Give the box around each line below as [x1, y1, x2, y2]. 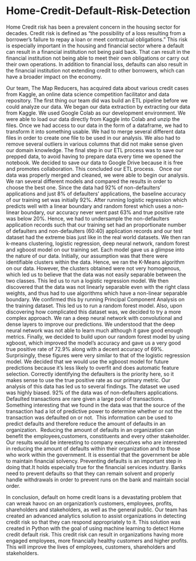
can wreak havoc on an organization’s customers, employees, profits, [6, 500, 174, 507]
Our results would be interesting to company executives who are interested [6, 439, 187, 446]
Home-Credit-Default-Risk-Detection [6, 4, 191, 18]
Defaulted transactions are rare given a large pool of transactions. [6, 395, 165, 402]
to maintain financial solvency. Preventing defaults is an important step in [6, 457, 183, 464]
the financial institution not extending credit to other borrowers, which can [6, 67, 185, 74]
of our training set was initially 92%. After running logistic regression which [6, 196, 187, 203]
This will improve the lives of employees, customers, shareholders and [6, 543, 176, 550]
